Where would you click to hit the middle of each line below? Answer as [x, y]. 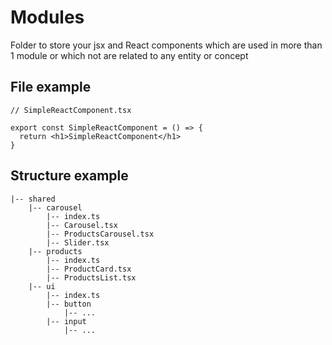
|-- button [69, 304]
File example [51, 87]
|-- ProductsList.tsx [91, 277]
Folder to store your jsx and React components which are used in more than [166, 45]
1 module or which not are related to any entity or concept [129, 55]
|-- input [66, 321]
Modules [47, 17]
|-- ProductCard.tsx [89, 269]
